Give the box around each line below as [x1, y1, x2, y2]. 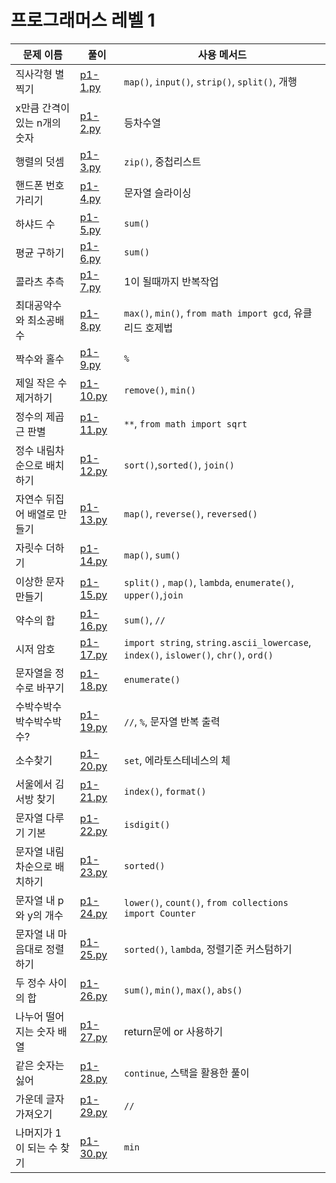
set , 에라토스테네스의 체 [123, 753, 231, 767]
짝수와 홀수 [15, 352, 65, 366]
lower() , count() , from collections [123, 895, 289, 909]
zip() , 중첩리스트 [123, 154, 202, 168]
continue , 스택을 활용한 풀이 [123, 1066, 250, 1080]
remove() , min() [123, 382, 197, 396]
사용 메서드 [197, 47, 247, 61]
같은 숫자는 [15, 1058, 65, 1072]
